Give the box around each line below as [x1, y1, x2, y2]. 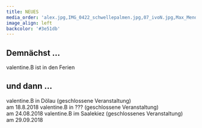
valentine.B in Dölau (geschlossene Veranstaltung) [6, 97, 131, 104]
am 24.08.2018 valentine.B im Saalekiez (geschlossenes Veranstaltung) [6, 109, 183, 117]
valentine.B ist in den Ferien [6, 64, 75, 71]
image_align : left [6, 20, 52, 26]
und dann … [6, 81, 52, 91]
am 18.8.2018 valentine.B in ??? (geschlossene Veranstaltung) [6, 103, 159, 111]
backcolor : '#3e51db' [6, 25, 61, 32]
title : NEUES [6, 8, 39, 15]
